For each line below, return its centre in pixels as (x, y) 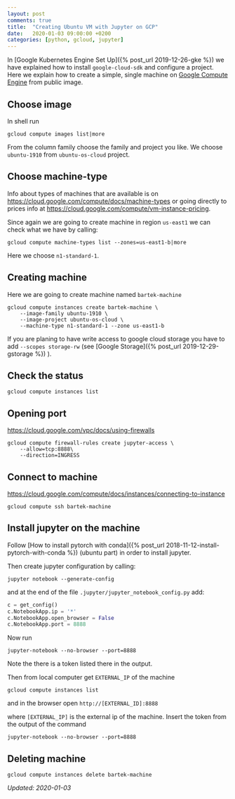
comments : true (29, 20)
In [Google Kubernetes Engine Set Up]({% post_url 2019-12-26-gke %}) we (116, 60)
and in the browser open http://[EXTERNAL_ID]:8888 (83, 704)
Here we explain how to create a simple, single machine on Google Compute (117, 75)
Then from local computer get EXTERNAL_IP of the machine (91, 678)
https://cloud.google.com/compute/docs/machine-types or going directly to (117, 201)
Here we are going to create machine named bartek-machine (95, 294)
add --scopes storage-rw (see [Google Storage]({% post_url (94, 346)
